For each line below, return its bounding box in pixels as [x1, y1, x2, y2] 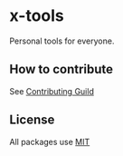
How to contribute [9, 62, 114, 77]
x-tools [9, 5, 65, 26]
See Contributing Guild [9, 85, 95, 96]
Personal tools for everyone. [9, 35, 115, 46]
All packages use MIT [9, 136, 90, 147]
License [9, 112, 55, 128]
